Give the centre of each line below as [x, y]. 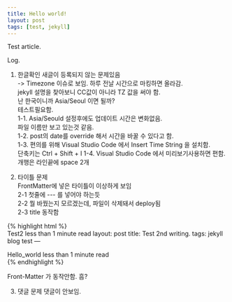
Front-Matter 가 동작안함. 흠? [48, 277]
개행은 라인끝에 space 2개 [53, 163]
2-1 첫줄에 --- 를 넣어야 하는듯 [59, 195]
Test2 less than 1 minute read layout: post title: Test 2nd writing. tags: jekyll [115, 234]
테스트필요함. [35, 110]
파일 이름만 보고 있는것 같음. [56, 128]
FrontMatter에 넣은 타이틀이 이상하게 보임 [74, 186]
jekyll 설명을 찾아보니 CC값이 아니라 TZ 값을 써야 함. [89, 92]
